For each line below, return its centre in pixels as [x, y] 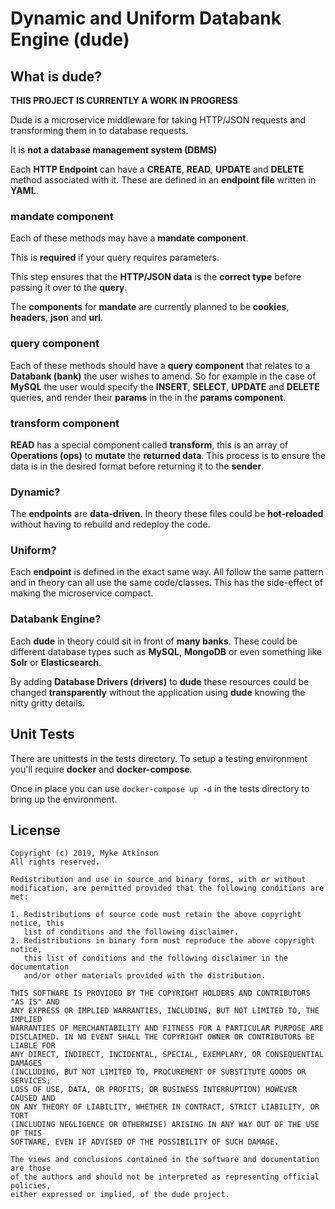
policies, [31, 1186]
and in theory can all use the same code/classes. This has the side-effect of [167, 583]
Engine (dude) [70, 39]
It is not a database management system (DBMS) [114, 150]
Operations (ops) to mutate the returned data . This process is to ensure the [168, 455]
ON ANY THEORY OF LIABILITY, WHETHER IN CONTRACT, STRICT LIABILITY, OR [165, 1107]
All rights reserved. [55, 862]
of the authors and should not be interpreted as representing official [165, 1177]
